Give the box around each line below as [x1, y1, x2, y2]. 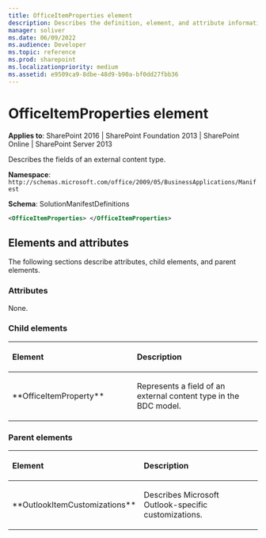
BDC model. [137, 400, 181, 411]
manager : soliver [8, 26, 66, 34]
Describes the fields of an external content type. [8, 154, 166, 164]
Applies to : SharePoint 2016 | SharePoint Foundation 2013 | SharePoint [8, 131, 240, 140]
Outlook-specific [143, 499, 208, 510]
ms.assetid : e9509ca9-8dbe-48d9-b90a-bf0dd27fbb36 [8, 70, 179, 78]
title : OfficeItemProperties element [8, 11, 133, 20]
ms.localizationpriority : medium [8, 63, 119, 71]
